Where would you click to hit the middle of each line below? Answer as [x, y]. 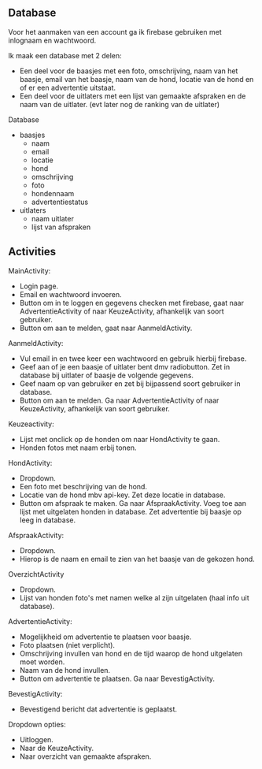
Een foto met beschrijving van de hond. [83, 486]
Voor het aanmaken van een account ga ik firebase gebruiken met [115, 32]
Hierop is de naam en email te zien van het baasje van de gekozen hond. [137, 559]
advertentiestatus [60, 202]
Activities [32, 252]
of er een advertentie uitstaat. [68, 87]
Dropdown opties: [37, 724]
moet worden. [42, 662]
